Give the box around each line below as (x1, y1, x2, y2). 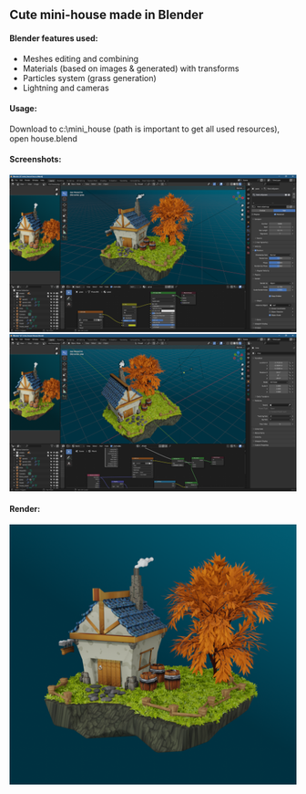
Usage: (9, 103, 38, 114)
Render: (9, 504, 41, 515)
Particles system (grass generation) (22, 72, 157, 83)
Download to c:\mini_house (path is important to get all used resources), (9, 123, 280, 134)
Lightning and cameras (22, 82, 109, 93)
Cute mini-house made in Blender (9, 7, 204, 23)
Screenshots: (9, 154, 62, 165)
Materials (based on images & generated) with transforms (22, 63, 240, 74)
